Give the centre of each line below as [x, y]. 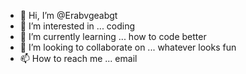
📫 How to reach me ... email [78, 58]
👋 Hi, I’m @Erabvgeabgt [68, 15]
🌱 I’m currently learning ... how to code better [113, 36]
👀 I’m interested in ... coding [77, 26]
